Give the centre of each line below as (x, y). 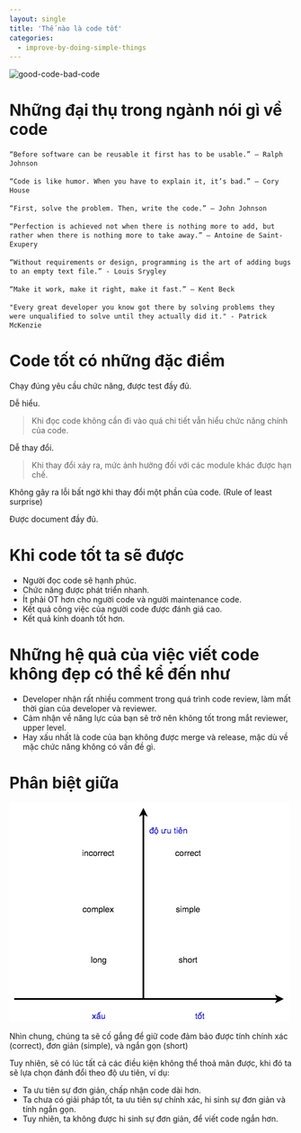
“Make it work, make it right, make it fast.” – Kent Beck (122, 290)
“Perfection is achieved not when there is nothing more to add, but (142, 227)
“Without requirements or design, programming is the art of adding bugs (150, 263)
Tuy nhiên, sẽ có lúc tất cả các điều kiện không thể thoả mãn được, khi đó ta (150, 1063)
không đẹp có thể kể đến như (120, 674)
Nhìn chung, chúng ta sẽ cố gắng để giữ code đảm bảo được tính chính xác (149, 1036)
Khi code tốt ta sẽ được (97, 555)
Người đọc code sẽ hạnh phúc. (80, 581)
